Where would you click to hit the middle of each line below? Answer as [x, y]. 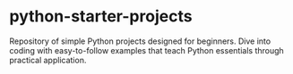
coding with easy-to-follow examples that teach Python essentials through [146, 50]
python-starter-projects [101, 16]
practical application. [48, 60]
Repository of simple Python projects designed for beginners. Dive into [140, 41]
